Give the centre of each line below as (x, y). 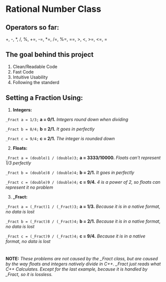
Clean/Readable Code (35, 66)
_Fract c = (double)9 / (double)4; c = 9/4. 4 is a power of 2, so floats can (83, 182)
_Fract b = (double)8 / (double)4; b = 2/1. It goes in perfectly (70, 172)
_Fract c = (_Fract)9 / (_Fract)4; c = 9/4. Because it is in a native (76, 236)
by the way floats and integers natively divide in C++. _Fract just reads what (83, 264)
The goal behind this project (50, 55)
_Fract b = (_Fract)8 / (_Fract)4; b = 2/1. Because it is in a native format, (83, 221)
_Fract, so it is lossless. (29, 274)
